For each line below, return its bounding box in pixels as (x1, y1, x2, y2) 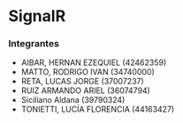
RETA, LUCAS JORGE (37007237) (20, 76, 145, 87)
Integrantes (8, 38, 59, 50)
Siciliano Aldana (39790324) (20, 95, 126, 105)
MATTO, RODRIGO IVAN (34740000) (20, 67, 156, 77)
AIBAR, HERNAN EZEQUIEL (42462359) (20, 57, 167, 68)
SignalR (8, 6, 66, 26)
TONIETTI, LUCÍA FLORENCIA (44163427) (20, 104, 175, 115)
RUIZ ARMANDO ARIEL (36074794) (20, 85, 151, 96)
